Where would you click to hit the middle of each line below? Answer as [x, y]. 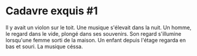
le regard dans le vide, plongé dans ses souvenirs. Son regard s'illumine [93, 33]
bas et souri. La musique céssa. [45, 46]
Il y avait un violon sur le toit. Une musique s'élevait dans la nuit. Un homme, [99, 27]
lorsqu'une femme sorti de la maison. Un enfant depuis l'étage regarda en [96, 40]
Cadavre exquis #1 [52, 11]
